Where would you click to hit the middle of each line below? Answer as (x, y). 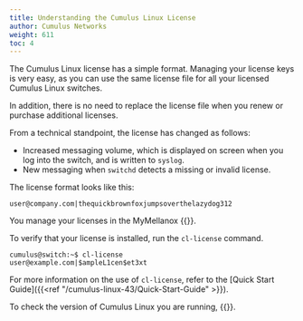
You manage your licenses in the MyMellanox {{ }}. (103, 221)
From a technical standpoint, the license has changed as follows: (130, 133)
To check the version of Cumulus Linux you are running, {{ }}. (123, 307)
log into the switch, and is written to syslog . (104, 160)
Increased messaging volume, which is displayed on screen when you (153, 151)
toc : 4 (22, 43)
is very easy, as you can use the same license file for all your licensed (139, 79)
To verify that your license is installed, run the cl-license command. (137, 238)
